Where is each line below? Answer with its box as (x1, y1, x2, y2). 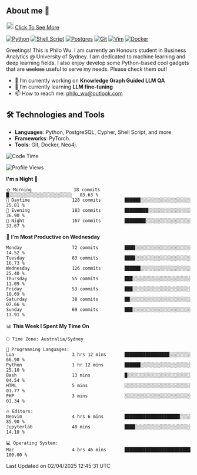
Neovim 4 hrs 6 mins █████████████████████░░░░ (6, 414, 191, 420)
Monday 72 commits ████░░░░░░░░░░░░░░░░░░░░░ (6, 244, 191, 251)
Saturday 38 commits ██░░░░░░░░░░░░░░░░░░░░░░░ (6, 296, 191, 302)
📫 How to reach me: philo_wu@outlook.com (14, 90, 123, 97)
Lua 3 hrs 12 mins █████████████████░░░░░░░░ (6, 352, 191, 358)
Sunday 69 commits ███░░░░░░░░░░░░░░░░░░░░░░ (6, 306, 191, 313)
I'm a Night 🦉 (6, 175, 38, 182)
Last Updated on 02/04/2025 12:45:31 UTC (6, 462, 111, 469)
